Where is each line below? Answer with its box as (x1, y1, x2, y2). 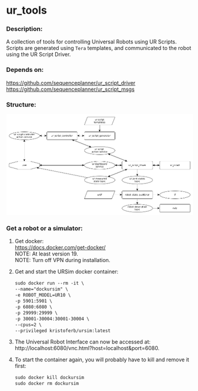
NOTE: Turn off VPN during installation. (14, 257, 111, 264)
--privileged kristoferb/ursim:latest (14, 328, 111, 334)
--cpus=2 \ (14, 322, 42, 328)
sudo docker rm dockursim (14, 381, 79, 387)
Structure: (6, 100, 37, 109)
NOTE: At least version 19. (14, 250, 78, 257)
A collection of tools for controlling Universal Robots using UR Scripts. (6, 38, 177, 45)
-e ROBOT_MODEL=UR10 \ (14, 292, 71, 298)
